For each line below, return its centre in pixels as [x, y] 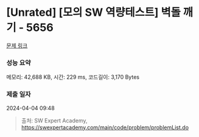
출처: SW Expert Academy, [54, 120]
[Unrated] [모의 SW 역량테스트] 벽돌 [93, 12]
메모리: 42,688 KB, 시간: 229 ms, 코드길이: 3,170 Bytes [73, 77]
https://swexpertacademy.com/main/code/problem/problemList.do [105, 127]
